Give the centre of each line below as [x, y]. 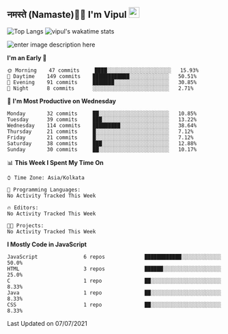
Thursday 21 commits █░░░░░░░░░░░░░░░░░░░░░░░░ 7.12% [100, 131]
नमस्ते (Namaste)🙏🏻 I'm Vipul [67, 15]
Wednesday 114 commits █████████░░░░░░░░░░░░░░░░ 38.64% [102, 125]
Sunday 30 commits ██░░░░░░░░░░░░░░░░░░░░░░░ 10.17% [102, 149]
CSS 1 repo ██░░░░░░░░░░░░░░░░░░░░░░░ [114, 305]
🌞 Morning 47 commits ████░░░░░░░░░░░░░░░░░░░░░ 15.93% [103, 70]
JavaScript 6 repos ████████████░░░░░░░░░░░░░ [114, 257]
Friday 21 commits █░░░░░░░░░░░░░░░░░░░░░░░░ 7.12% [100, 138]
